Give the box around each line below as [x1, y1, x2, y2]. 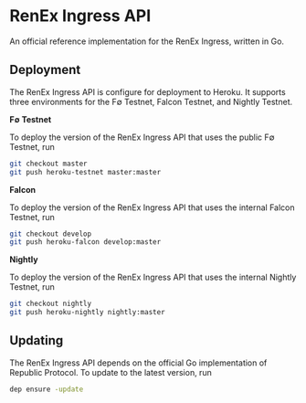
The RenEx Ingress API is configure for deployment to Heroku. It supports [9, 86, 286, 97]
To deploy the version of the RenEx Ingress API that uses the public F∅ [9, 132, 276, 143]
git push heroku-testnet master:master [9, 167, 162, 176]
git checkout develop [9, 229, 92, 239]
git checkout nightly [9, 299, 92, 309]
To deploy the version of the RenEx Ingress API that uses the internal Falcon [9, 202, 295, 213]
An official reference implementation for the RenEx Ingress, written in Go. [9, 36, 285, 47]
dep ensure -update [9, 385, 84, 394]
